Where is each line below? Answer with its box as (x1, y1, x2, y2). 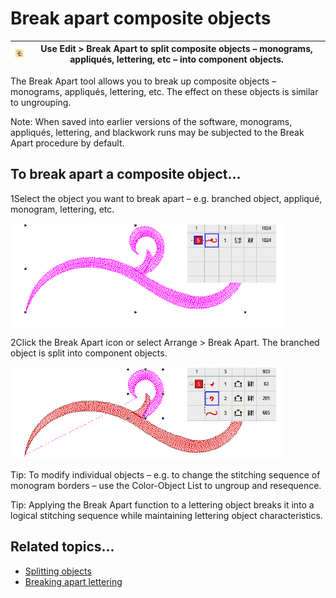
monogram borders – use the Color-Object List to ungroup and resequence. (10, 479, 322, 491)
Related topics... (10, 538, 115, 556)
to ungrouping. (10, 96, 72, 108)
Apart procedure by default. (10, 137, 125, 149)
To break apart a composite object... (10, 166, 242, 183)
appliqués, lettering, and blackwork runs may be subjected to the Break (10, 126, 305, 138)
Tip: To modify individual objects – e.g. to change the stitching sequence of (10, 468, 321, 481)
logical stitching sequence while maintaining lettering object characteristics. (10, 509, 323, 521)
